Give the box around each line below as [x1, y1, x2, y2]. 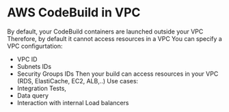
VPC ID [16, 55, 38, 63]
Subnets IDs [16, 62, 52, 70]
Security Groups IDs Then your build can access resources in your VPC [16, 70, 219, 78]
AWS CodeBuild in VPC [7, 5, 141, 20]
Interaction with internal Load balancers [16, 98, 129, 107]
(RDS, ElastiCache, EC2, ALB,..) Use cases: [16, 76, 139, 85]
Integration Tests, [16, 84, 67, 92]
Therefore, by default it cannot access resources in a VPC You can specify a [7, 34, 222, 42]
